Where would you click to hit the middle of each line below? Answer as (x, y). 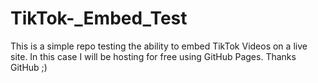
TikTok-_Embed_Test (99, 18)
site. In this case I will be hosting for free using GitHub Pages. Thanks (153, 56)
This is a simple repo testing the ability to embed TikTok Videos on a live (159, 46)
